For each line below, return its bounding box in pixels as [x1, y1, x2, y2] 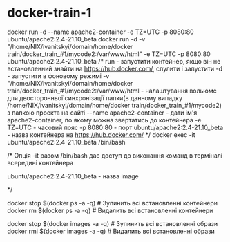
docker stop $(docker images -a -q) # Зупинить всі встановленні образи [7, 219, 218, 227]
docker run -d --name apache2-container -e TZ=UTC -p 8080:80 [7, 28, 195, 36]
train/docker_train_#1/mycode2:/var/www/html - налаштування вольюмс [7, 86, 217, 95]
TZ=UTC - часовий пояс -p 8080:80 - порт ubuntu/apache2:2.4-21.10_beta [7, 123, 224, 131]
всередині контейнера [7, 158, 74, 167]
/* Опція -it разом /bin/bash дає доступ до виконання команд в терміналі [7, 151, 223, 160]
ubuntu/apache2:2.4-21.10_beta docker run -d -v [7, 35, 146, 43]
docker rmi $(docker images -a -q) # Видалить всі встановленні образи [7, 227, 215, 235]
